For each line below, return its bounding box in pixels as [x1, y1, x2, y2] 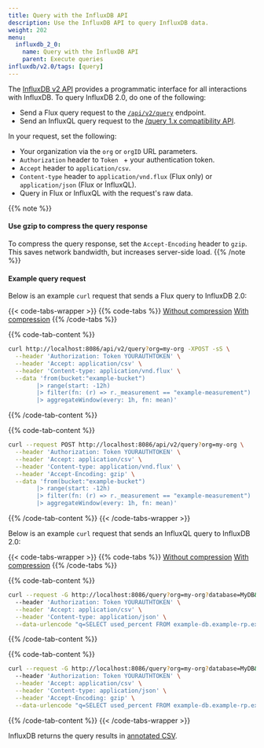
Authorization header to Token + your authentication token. [19, 155, 215, 164]
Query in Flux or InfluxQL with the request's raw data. [19, 188, 193, 197]
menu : [8, 33, 26, 42]
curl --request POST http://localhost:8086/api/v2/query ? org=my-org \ [8, 441, 244, 449]
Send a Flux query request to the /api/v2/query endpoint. [19, 108, 207, 117]
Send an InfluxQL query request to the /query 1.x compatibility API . [19, 115, 236, 126]
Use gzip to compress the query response [8, 222, 148, 231]
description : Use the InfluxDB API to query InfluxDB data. [8, 19, 210, 27]
